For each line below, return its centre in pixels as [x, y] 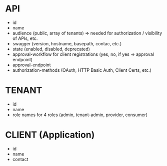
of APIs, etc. [25, 38]
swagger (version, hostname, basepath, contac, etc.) [67, 43]
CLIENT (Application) [50, 135]
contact [20, 159]
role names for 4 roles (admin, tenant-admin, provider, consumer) [80, 115]
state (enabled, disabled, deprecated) [51, 49]
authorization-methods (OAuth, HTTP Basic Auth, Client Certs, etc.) [82, 70]
